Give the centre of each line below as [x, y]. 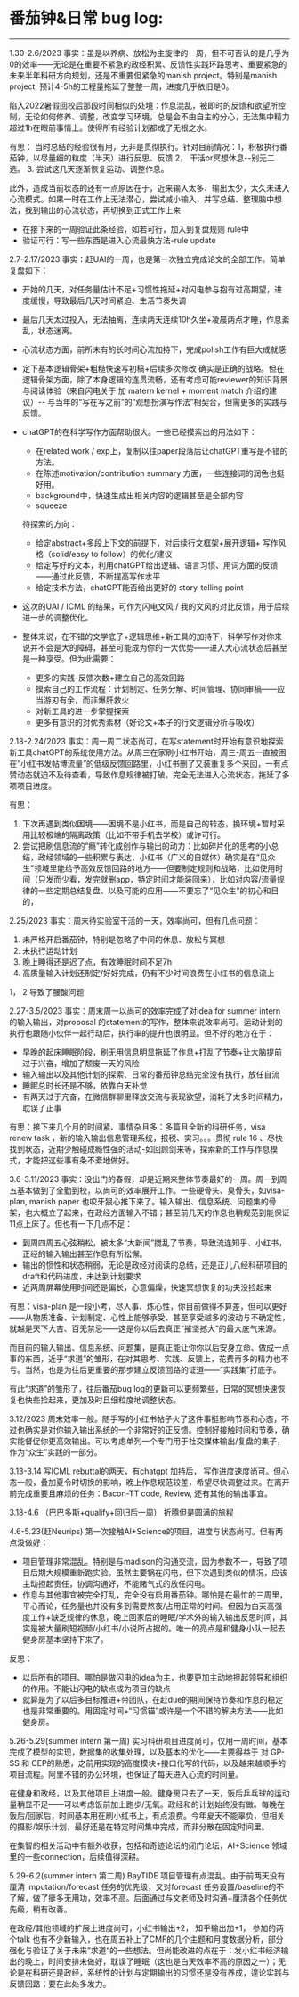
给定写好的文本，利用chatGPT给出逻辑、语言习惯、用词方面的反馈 [157, 565]
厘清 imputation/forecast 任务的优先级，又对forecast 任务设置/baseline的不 [147, 1886]
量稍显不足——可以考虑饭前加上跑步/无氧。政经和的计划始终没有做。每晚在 [147, 1804]
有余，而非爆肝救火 [94, 700]
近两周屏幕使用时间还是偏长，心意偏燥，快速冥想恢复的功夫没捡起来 [147, 1287]
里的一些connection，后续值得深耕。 [77, 1856]
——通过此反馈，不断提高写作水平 [98, 576]
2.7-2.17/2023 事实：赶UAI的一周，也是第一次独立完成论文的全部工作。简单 [148, 259]
